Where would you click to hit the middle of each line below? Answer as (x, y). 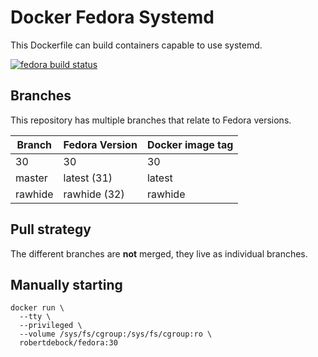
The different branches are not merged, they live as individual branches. (159, 253)
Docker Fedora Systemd (112, 17)
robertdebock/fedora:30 (68, 343)
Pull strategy (51, 229)
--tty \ (35, 317)
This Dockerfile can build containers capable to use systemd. (136, 45)
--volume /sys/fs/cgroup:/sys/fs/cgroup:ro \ (116, 334)
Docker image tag (190, 144)
